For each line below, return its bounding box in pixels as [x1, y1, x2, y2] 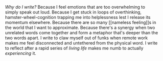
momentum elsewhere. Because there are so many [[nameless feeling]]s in [5, 19, 157, 25]
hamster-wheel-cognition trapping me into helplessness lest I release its [5, 15, 151, 20]
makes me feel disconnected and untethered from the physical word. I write [5, 40, 158, 46]
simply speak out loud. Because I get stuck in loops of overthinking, [5, 9, 142, 15]
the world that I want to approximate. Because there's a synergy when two [5, 25, 155, 30]
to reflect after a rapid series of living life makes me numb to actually [5, 46, 143, 51]
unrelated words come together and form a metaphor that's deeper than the [5, 30, 158, 35]
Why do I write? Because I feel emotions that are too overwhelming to [5, 4, 145, 10]
